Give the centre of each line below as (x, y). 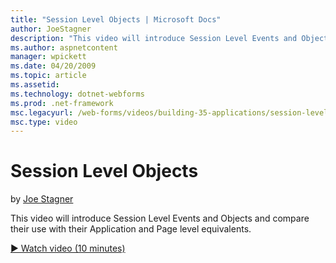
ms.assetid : (35, 85)
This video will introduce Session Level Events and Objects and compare (160, 218)
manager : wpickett (48, 57)
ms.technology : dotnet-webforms (77, 94)
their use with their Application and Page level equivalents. (131, 229)
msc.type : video (44, 122)
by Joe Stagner (42, 199)
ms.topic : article (48, 76)
